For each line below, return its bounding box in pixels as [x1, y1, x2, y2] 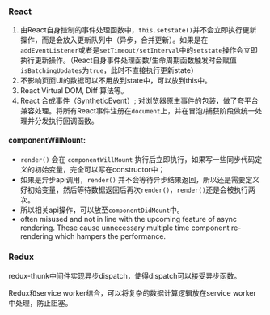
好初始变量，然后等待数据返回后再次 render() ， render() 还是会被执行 [19, 185, 249, 194]
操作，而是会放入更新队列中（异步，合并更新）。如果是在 [19, 35, 209, 45]
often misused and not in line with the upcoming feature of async [19, 214, 237, 223]
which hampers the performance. [54, 231, 167, 241]
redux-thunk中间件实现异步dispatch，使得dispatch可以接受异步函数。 [8, 270, 242, 280]
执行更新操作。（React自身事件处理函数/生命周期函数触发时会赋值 [19, 55, 237, 66]
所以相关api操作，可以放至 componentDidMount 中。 [19, 205, 184, 215]
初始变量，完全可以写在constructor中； [34, 164, 166, 174]
